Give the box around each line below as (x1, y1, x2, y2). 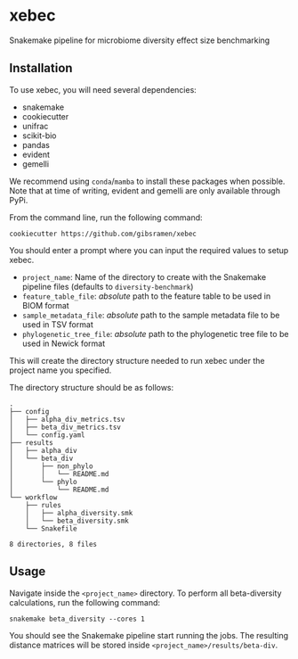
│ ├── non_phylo (9, 461, 93, 471)
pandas (21, 139, 51, 150)
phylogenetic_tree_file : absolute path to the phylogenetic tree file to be (21, 328, 289, 339)
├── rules (25, 500, 62, 509)
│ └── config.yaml (9, 430, 86, 440)
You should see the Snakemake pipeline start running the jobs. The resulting (9, 630, 289, 640)
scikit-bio (21, 130, 57, 141)
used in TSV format (21, 318, 93, 330)
